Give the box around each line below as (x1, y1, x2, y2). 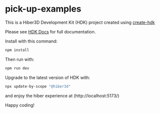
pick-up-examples (5, 3, 81, 15)
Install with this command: (5, 38, 58, 44)
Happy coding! (5, 102, 35, 108)
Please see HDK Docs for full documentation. (5, 29, 96, 34)
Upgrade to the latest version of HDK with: (5, 74, 90, 81)
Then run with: (5, 56, 35, 62)
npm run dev (5, 65, 29, 71)
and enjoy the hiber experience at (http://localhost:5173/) (5, 93, 120, 98)
